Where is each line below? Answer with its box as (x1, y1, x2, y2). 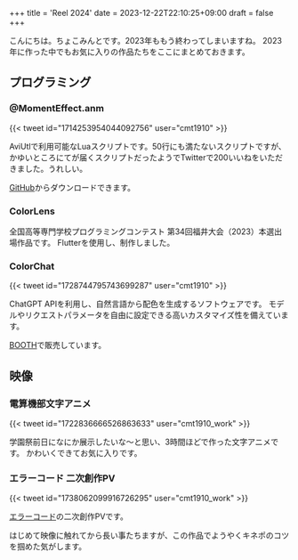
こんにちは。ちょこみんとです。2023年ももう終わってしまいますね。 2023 (9, 36, 283, 45)
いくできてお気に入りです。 (41, 447, 142, 458)
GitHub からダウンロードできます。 (9, 182, 136, 192)
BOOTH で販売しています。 (9, 340, 107, 351)
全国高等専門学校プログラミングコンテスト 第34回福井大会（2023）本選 (9, 226, 275, 237)
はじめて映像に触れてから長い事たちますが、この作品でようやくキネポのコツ (9, 530, 290, 541)
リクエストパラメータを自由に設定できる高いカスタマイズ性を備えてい (24, 310, 282, 321)
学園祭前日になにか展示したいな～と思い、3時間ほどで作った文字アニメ (9, 436, 271, 447)
